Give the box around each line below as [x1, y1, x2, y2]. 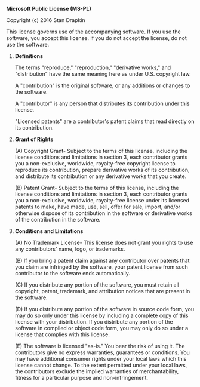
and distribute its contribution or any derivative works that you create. [14, 173, 187, 180]
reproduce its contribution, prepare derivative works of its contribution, [14, 167, 190, 173]
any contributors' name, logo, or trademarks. [14, 245, 125, 253]
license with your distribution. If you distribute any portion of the [14, 318, 173, 325]
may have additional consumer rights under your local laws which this [14, 355, 187, 362]
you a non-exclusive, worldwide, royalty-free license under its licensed [14, 197, 190, 204]
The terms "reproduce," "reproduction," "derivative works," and [14, 64, 171, 71]
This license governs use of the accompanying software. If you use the [6, 28, 181, 35]
